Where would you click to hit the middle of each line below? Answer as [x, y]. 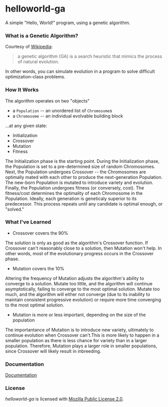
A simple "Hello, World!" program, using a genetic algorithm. [68, 23]
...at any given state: [26, 126]
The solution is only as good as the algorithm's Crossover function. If [77, 243]
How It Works [22, 90]
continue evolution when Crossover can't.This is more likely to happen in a [82, 335]
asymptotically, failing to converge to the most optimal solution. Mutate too [82, 289]
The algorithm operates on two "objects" [47, 100]
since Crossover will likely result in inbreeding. [53, 351]
